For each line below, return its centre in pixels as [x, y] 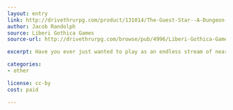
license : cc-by [29, 83]
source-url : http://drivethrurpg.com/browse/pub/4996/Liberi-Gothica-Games [119, 39]
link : [15, 20]
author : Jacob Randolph [42, 26]
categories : [24, 64]
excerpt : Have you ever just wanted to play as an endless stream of [110, 52]
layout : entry [28, 13]
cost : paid [23, 90]
